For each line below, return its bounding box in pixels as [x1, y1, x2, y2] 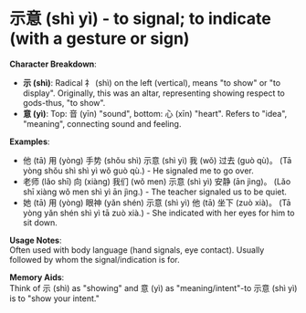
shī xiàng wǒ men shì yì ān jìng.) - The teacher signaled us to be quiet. [22, 186, 288, 197]
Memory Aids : [9, 271, 65, 283]
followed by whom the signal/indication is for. [9, 254, 180, 265]
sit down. [22, 216, 58, 228]
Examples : [9, 136, 50, 147]
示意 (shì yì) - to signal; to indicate [9, 8, 271, 29]
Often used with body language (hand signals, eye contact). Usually [9, 244, 265, 256]
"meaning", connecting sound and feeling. [22, 118, 182, 129]
